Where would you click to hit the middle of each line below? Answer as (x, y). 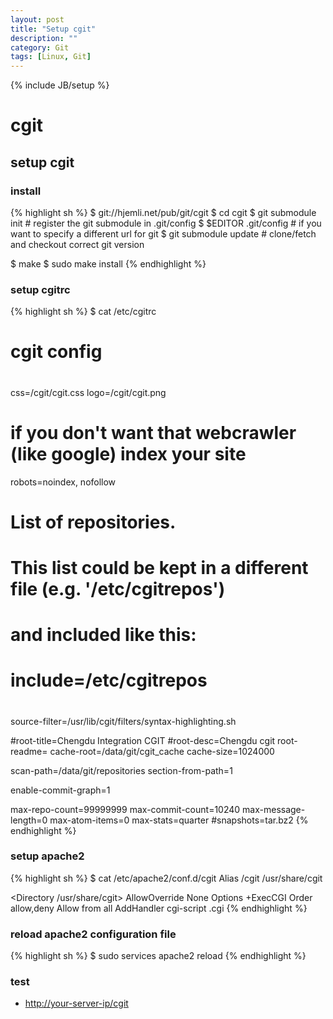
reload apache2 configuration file (93, 934)
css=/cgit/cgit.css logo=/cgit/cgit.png (88, 392)
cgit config (56, 352)
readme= (29, 751)
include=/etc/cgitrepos (109, 680)
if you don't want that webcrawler (153, 432)
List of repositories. (93, 522)
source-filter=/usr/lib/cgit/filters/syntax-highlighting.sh (123, 721)
